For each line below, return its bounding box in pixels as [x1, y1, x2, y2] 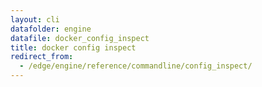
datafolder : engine [10, 24, 92, 34]
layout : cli [10, 14, 60, 25]
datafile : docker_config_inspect [10, 33, 150, 43]
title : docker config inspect [10, 42, 137, 53]
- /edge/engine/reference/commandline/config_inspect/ [19, 61, 253, 71]
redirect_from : [10, 52, 74, 62]
